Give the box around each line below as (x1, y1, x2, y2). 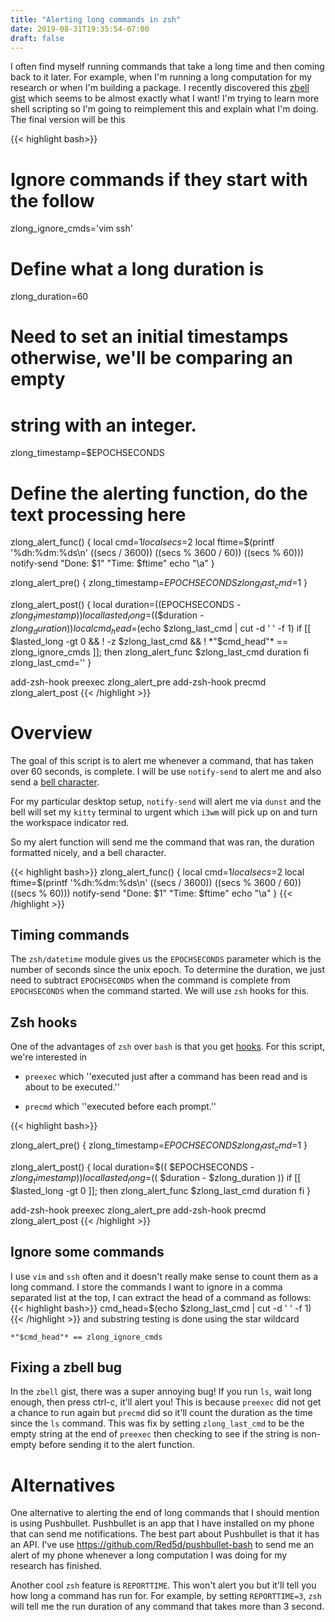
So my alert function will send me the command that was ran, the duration (10, 836, 315, 848)
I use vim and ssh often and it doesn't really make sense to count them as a (10, 1270, 319, 1282)
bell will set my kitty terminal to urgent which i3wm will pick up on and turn (10, 806, 318, 818)
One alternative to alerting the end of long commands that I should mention (10, 1507, 320, 1519)
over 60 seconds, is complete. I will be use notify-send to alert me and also (10, 765, 322, 777)
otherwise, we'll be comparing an (10, 347, 293, 370)
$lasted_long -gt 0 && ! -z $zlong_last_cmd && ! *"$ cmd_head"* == (10, 635, 289, 647)
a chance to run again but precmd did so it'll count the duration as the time (10, 1407, 313, 1419)
